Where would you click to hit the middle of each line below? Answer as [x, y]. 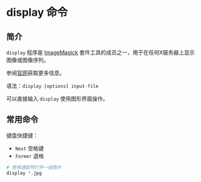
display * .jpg [24, 173]
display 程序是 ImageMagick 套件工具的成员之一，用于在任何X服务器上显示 [101, 52]
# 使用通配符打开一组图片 [34, 167]
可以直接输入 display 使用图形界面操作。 [57, 99]
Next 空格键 [29, 148]
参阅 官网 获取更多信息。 [36, 73]
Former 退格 [29, 156]
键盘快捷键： [22, 135]
